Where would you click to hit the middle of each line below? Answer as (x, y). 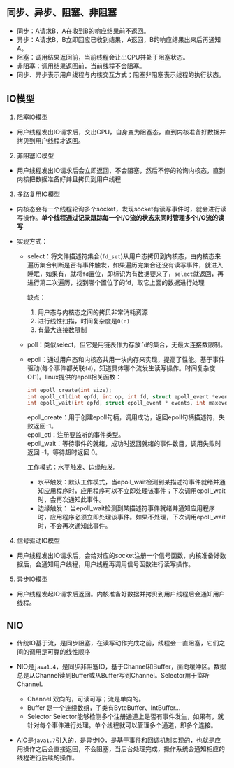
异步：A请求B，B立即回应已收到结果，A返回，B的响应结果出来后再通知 (119, 39)
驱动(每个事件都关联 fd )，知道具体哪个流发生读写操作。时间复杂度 (121, 368)
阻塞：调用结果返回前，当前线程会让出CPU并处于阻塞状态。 (103, 57)
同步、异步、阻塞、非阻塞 (61, 13)
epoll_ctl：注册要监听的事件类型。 (76, 435)
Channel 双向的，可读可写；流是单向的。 (86, 699)
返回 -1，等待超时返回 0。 (64, 452)
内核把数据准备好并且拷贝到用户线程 (69, 179)
